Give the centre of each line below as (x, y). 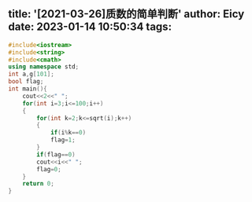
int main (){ (28, 89)
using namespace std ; (44, 67)
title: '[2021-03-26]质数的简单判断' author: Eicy (126, 14)
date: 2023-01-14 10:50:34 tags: (90, 27)
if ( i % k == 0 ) (68, 133)
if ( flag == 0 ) (56, 154)
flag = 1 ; (63, 140)
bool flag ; (26, 82)
